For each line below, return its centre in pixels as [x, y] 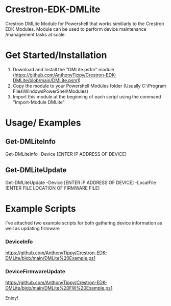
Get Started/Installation [56, 55]
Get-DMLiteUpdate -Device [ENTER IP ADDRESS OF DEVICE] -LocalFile [81, 182]
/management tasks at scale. [36, 34]
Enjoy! [12, 298]
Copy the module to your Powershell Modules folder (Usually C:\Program [89, 86]
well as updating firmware [33, 228]
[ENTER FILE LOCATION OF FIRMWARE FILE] [53, 188]
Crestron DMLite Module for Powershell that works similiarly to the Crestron [85, 24]
